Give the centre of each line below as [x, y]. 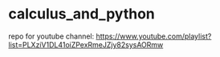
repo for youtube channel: [51, 36]
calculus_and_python [81, 14]
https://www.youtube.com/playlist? [154, 36]
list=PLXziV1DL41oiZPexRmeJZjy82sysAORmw [86, 44]
